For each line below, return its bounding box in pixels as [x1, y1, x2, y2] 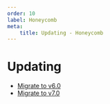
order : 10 [7, 10, 36, 17]
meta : [7, 23, 23, 30]
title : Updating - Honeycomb [19, 29, 104, 37]
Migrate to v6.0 [17, 82, 61, 90]
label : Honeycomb [7, 17, 57, 23]
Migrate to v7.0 [17, 89, 60, 97]
